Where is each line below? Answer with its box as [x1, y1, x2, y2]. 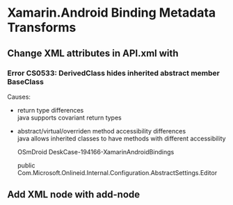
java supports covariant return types [17, 113, 122, 122]
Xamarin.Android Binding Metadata [7, 5, 216, 21]
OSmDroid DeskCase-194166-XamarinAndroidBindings [17, 147, 175, 156]
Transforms [7, 19, 77, 35]
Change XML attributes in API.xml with [7, 47, 179, 59]
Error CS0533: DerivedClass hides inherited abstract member [7, 68, 220, 78]
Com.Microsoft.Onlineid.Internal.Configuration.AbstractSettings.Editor [17, 168, 218, 177]
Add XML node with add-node [7, 189, 140, 201]
